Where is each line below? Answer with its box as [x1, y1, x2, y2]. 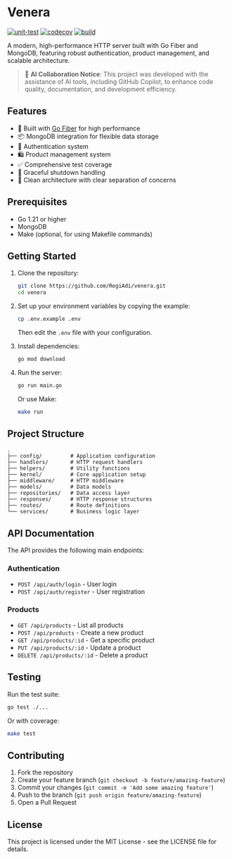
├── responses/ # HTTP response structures [7, 496, 153, 503]
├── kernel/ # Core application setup [7, 471, 146, 478]
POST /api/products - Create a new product [17, 628, 144, 637]
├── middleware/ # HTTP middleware [7, 477, 124, 485]
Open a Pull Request [17, 798, 77, 807]
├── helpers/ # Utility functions [7, 465, 131, 473]
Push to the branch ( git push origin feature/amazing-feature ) [17, 791, 202, 799]
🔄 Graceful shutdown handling [17, 168, 105, 176]
